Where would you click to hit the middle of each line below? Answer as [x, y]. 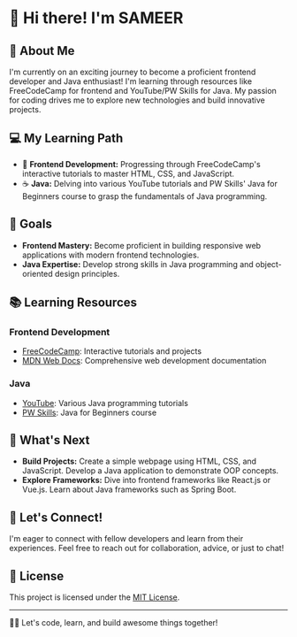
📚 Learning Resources [73, 303]
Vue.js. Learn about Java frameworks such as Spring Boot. [129, 489]
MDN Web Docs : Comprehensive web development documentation [144, 361]
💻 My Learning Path [66, 138]
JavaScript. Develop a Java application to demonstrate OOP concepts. [150, 471]
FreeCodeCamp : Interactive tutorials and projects [111, 351]
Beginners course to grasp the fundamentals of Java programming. [145, 196]
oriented [37, 273]
